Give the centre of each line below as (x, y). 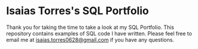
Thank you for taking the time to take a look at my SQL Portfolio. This (90, 27)
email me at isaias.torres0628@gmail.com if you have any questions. (90, 40)
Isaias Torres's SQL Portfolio (78, 11)
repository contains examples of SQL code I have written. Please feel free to (99, 33)
